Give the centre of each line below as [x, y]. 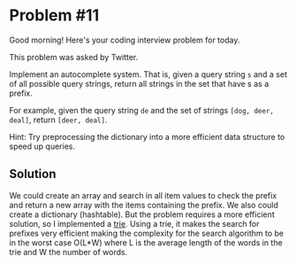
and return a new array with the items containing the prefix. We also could [144, 205]
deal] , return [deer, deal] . [58, 120]
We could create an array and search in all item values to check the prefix [143, 195]
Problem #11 [54, 16]
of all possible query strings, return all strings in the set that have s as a [139, 83]
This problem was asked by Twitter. [74, 57]
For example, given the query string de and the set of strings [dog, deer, [141, 110]
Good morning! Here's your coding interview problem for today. [125, 40]
